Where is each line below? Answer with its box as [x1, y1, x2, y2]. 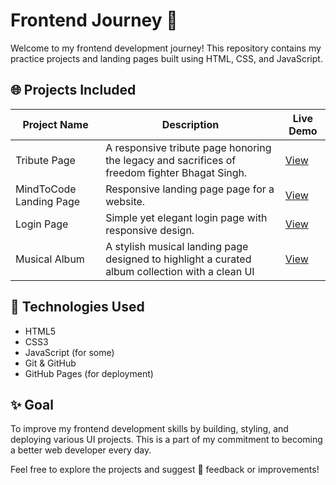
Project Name [22, 117, 89, 131]
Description [161, 117, 220, 131]
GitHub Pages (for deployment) [24, 367, 154, 379]
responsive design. [105, 223, 195, 237]
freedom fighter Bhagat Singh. [105, 165, 248, 179]
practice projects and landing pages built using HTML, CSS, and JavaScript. [10, 52, 323, 64]
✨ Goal [10, 396, 54, 413]
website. [105, 194, 146, 208]
